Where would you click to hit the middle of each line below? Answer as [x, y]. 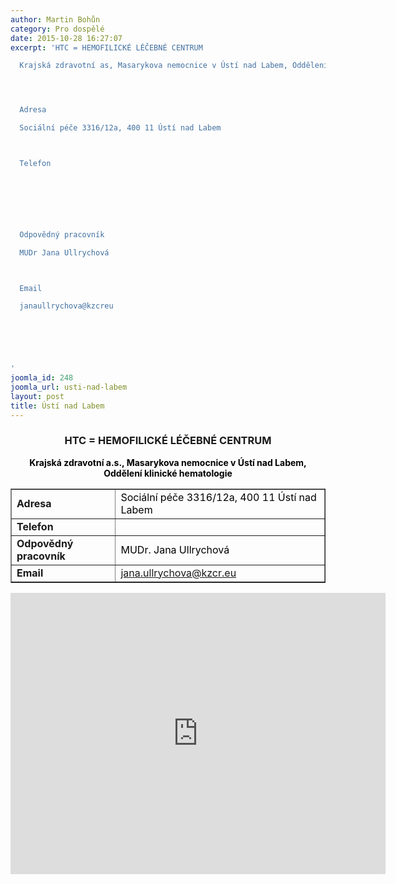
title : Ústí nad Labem [57, 406]
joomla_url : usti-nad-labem [69, 387]
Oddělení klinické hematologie [168, 473]
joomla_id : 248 [42, 378]
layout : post [37, 396]
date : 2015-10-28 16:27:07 [66, 38]
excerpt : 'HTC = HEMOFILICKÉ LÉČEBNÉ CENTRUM [106, 47]
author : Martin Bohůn [55, 19]
